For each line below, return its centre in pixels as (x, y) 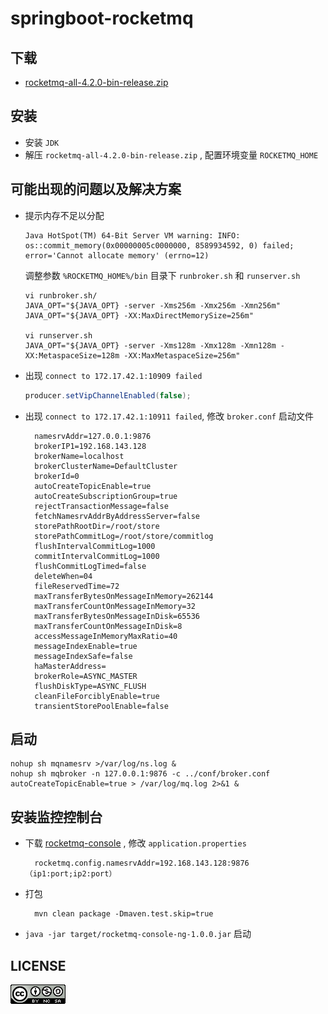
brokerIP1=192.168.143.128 (90, 446)
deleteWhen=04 (63, 576)
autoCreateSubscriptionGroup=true (106, 496)
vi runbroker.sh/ (61, 295)
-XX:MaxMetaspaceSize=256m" (182, 355)
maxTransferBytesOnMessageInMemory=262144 (124, 596)
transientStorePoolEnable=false (101, 706)
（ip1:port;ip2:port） (70, 874)
